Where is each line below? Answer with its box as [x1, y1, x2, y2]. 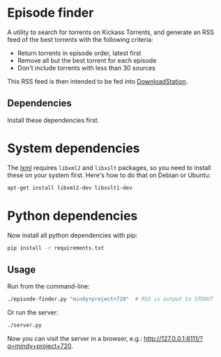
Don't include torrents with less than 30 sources [17, 63, 155, 72]
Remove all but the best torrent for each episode [17, 56, 157, 64]
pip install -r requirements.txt [7, 244, 105, 252]
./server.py [7, 322, 42, 329]
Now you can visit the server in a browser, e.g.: [7, 334, 143, 342]
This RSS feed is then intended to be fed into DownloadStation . [7, 77, 188, 85]
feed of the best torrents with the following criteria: [7, 35, 153, 43]
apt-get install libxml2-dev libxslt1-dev [7, 184, 132, 191]
